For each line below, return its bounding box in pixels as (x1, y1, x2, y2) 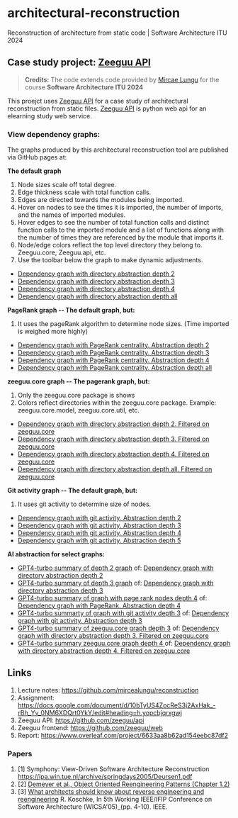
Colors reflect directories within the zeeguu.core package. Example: (17, 398, 217, 407)
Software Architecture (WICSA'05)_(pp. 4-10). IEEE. (17, 802, 168, 811)
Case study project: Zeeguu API (7, 57, 151, 69)
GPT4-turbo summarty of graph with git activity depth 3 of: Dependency (17, 609, 229, 617)
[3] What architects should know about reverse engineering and (17, 788, 205, 796)
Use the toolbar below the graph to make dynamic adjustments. (17, 256, 203, 264)
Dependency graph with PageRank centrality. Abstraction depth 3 (17, 349, 210, 357)
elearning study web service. (7, 111, 92, 120)
